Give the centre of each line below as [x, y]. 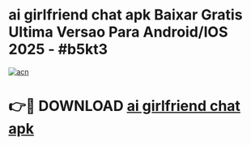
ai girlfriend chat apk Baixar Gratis [125, 15]
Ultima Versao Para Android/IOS [118, 32]
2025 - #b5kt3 [58, 49]
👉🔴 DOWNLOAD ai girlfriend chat [125, 106]
